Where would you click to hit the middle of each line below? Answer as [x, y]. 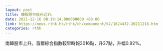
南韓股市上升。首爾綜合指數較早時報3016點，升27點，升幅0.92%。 [74, 43]
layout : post [19, 10]
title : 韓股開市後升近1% [28, 14]
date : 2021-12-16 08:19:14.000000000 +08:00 [52, 19]
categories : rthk [23, 28]
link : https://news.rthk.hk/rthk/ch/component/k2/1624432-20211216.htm [81, 24]
